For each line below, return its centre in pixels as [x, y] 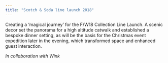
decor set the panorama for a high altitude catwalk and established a [77, 30]
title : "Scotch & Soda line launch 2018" [50, 10]
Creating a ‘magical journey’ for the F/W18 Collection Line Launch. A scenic [84, 24]
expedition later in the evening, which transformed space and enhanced [80, 41]
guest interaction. [24, 46]
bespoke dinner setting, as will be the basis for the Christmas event [76, 35]
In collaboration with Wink [32, 56]
